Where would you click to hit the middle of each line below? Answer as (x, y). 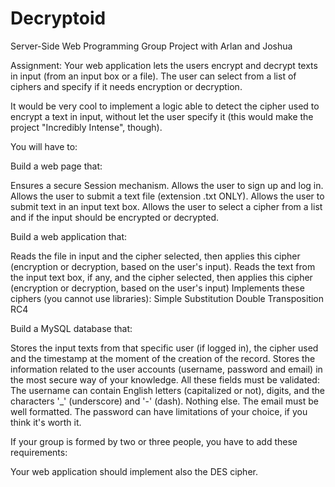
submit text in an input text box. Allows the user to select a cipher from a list (166, 206)
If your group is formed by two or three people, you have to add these (154, 441)
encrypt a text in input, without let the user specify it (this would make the (162, 116)
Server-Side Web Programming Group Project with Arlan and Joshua (151, 46)
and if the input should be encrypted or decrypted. (115, 217)
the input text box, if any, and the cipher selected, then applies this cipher (161, 277)
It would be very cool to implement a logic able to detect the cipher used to (165, 106)
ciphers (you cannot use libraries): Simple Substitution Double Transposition (167, 298)
